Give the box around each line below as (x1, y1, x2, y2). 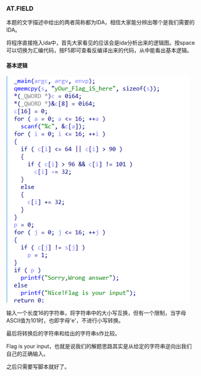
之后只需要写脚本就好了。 (6, 363, 70, 370)
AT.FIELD (6, 4, 34, 13)
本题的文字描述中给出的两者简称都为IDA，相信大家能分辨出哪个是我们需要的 (6, 19, 195, 26)
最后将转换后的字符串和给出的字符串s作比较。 (6, 329, 121, 337)
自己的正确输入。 (6, 350, 49, 357)
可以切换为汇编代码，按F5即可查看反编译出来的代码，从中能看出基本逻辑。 (6, 47, 193, 54)
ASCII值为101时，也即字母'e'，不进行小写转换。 (6, 317, 124, 324)
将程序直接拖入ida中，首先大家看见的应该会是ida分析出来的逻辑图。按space (6, 39, 195, 47)
